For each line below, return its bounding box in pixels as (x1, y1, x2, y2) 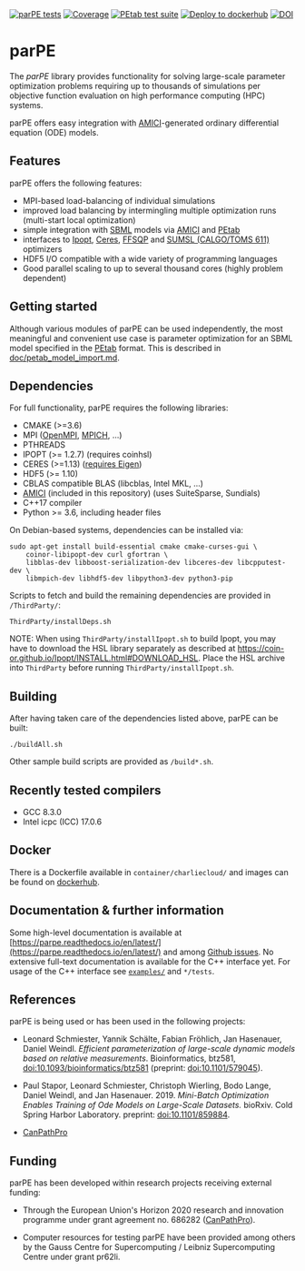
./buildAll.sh (9, 741, 64, 750)
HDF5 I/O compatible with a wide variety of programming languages (22, 253, 279, 264)
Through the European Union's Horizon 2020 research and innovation (22, 1205, 284, 1216)
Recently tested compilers (9, 782, 162, 798)
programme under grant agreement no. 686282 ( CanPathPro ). (22, 1215, 256, 1226)
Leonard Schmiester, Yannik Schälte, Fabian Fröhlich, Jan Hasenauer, (22, 1034, 282, 1044)
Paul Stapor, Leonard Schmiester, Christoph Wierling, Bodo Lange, (22, 1080, 271, 1091)
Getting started (9, 299, 98, 315)
